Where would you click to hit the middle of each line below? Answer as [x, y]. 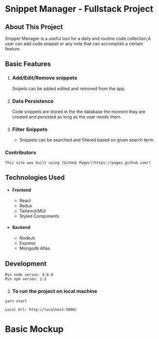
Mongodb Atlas [35, 248]
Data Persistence [33, 101]
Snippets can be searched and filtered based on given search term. [87, 140]
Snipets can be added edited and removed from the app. [69, 88]
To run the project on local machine [55, 291]
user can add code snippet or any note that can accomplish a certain [74, 44]
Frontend [22, 190]
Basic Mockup [35, 329]
